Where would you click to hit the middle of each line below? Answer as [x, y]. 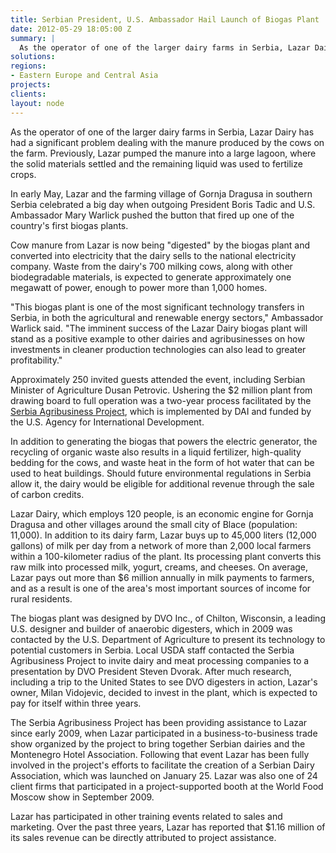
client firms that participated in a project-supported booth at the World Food [167, 786]
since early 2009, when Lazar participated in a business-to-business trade [164, 733]
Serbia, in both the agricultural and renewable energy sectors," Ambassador [167, 317]
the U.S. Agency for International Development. [107, 422]
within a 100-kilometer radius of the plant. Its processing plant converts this [166, 556]
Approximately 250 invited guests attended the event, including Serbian [158, 379]
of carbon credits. [47, 494]
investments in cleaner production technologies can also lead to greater [158, 349]
